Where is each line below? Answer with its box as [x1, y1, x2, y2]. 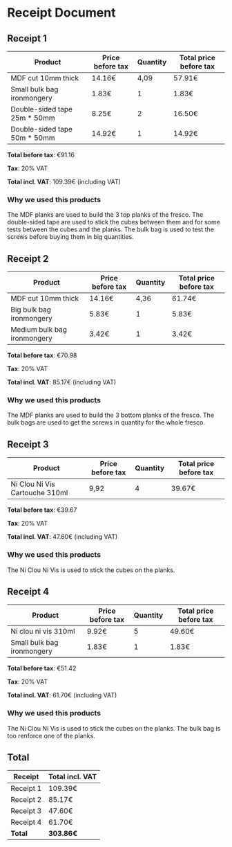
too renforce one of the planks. [7, 731, 95, 740]
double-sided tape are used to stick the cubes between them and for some [7, 218, 221, 226]
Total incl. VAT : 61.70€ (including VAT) [7, 691, 117, 699]
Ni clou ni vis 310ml [10, 627, 75, 636]
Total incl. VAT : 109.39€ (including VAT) [7, 178, 121, 186]
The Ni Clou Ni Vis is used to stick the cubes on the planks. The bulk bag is [7, 724, 221, 732]
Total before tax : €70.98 [7, 351, 77, 359]
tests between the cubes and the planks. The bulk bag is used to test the [7, 225, 214, 233]
